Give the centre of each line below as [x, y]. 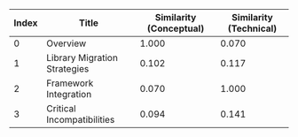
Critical [62, 108]
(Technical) [252, 28]
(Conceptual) [176, 28]
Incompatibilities [81, 120]
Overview [67, 43]
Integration [69, 94]
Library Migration [82, 58]
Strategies [68, 68]
